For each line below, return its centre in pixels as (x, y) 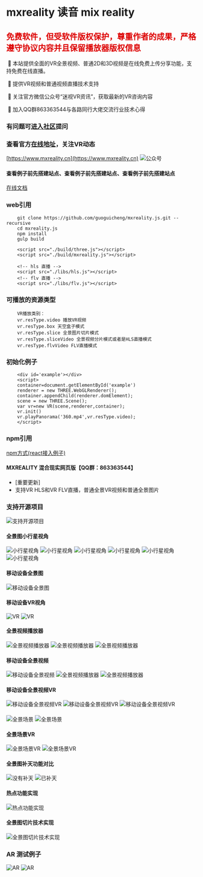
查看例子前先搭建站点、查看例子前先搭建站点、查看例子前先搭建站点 (91, 173)
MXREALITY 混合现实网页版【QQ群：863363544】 (71, 468)
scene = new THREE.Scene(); (52, 401)
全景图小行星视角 (27, 536)
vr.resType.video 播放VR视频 (52, 320)
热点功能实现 (22, 793)
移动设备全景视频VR (31, 690)
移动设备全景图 (25, 573)
